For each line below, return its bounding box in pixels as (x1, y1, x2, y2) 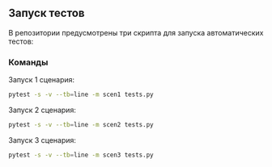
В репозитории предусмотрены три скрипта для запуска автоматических (8, 27, 264, 37)
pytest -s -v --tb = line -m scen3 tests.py (8, 151, 154, 159)
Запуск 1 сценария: (8, 75, 75, 85)
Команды (8, 56, 49, 68)
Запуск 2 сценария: (8, 105, 77, 115)
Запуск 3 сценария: (8, 135, 77, 144)
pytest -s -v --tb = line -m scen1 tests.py (8, 90, 154, 99)
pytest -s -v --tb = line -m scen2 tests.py (8, 120, 154, 128)
